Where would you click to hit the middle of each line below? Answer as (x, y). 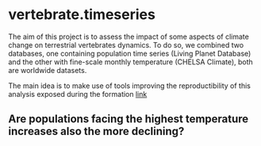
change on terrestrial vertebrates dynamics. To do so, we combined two (126, 44)
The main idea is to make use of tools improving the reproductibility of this (130, 86)
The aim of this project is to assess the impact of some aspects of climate (129, 36)
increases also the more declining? (96, 131)
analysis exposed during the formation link (78, 94)
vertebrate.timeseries (82, 15)
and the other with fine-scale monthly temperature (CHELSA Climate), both (131, 62)
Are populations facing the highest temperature (129, 119)
